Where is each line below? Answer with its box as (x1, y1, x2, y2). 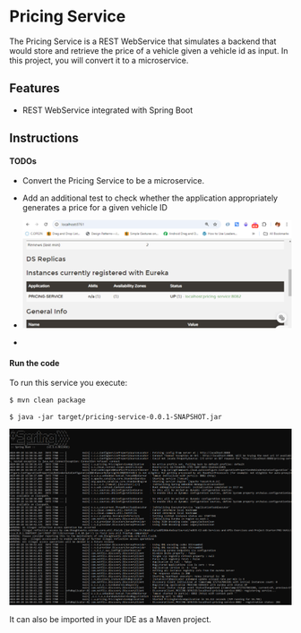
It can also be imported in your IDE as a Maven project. (9, 613, 212, 624)
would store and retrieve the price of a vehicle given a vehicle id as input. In (9, 45, 288, 56)
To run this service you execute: (9, 378, 128, 389)
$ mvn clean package (9, 396, 87, 405)
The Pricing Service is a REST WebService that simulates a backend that (9, 36, 277, 47)
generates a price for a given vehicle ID (21, 202, 168, 213)
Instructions (9, 131, 79, 146)
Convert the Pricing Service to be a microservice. (21, 175, 204, 186)
